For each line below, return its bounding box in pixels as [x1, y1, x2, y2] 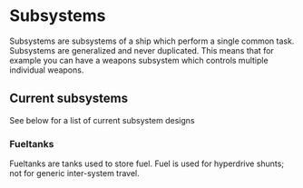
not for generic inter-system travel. [9, 168, 141, 179]
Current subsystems [9, 91, 129, 106]
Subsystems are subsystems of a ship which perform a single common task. [9, 35, 295, 46]
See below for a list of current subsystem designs [9, 114, 195, 125]
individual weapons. [9, 64, 84, 75]
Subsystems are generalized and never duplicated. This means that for [9, 45, 274, 55]
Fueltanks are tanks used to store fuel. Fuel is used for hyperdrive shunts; [9, 158, 284, 169]
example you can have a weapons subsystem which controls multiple [9, 54, 269, 65]
